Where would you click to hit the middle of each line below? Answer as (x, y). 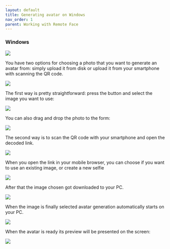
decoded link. (20, 143)
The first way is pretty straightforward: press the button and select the (79, 93)
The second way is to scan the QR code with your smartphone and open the (85, 137)
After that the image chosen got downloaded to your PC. (64, 187)
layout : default (22, 10)
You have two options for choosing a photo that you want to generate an (81, 63)
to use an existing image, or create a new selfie (55, 168)
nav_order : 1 (19, 19)
